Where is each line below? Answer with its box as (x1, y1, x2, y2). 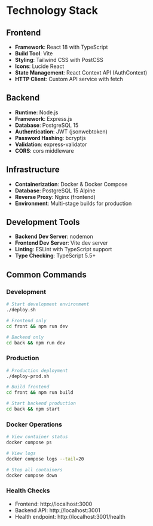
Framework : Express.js (14, 115, 73, 122)
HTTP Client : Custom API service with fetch (14, 76, 124, 82)
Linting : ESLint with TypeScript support (14, 246, 112, 253)
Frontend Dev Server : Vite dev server (14, 239, 109, 246)
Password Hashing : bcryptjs (14, 134, 86, 141)
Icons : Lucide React (14, 63, 65, 70)
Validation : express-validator (14, 141, 87, 148)
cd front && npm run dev (6, 323, 68, 329)
